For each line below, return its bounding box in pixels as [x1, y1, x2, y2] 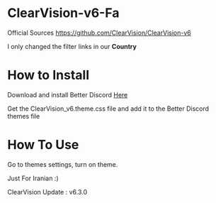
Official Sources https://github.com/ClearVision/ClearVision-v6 [7, 28, 191, 37]
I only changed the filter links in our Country [7, 42, 137, 50]
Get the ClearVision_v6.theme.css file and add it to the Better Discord [7, 104, 210, 113]
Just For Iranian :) [7, 174, 59, 182]
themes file [7, 111, 40, 120]
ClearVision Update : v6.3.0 [7, 187, 87, 196]
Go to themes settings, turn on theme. [7, 160, 118, 168]
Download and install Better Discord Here [7, 90, 128, 99]
